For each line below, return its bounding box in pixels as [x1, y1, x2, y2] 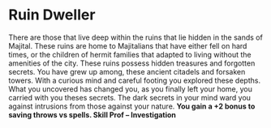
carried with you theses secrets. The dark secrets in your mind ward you [8, 92, 252, 102]
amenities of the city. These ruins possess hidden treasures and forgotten [8, 58, 256, 68]
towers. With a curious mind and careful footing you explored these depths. [8, 75, 261, 85]
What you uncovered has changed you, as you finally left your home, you [8, 83, 253, 94]
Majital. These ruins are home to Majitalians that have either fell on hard [8, 41, 247, 50]
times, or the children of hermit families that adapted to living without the [8, 49, 252, 59]
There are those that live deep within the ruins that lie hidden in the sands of [8, 32, 264, 42]
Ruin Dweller [8, 6, 96, 24]
